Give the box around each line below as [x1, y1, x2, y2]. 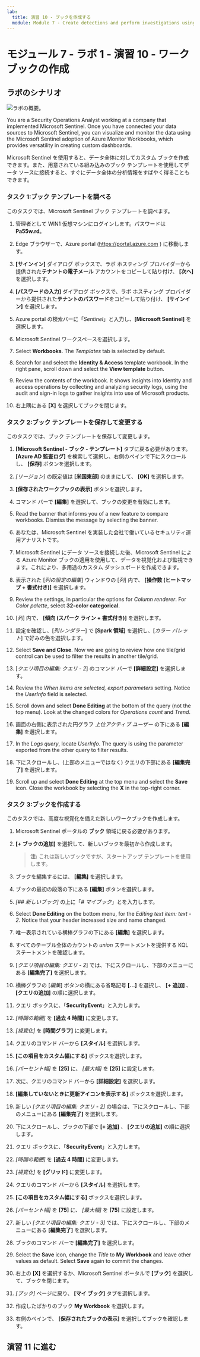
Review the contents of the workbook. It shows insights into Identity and [15, 376, 192, 384]
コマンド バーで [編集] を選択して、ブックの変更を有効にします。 [15, 498, 174, 505]
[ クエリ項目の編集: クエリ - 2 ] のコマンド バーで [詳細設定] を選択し [15, 665, 181, 672]
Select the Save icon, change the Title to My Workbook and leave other [15, 1251, 192, 1258]
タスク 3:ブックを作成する [7, 800, 81, 809]
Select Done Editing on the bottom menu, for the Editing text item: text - [15, 910, 192, 918]
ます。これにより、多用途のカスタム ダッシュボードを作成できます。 [15, 563, 183, 570]
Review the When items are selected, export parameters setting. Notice [15, 684, 191, 691]
